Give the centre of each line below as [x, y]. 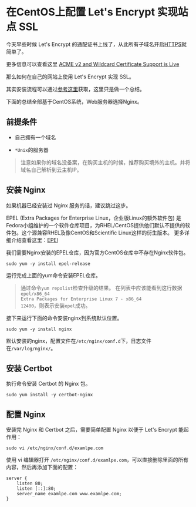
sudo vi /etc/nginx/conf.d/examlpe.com [55, 448]
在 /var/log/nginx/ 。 [31, 348]
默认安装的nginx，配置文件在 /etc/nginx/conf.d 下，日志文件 [79, 341]
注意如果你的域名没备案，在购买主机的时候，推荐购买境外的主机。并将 [105, 162]
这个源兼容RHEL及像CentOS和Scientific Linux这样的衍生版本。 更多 [103, 233]
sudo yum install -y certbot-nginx [50, 395]
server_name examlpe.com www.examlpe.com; [69, 494]
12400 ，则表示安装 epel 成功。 [55, 305]
